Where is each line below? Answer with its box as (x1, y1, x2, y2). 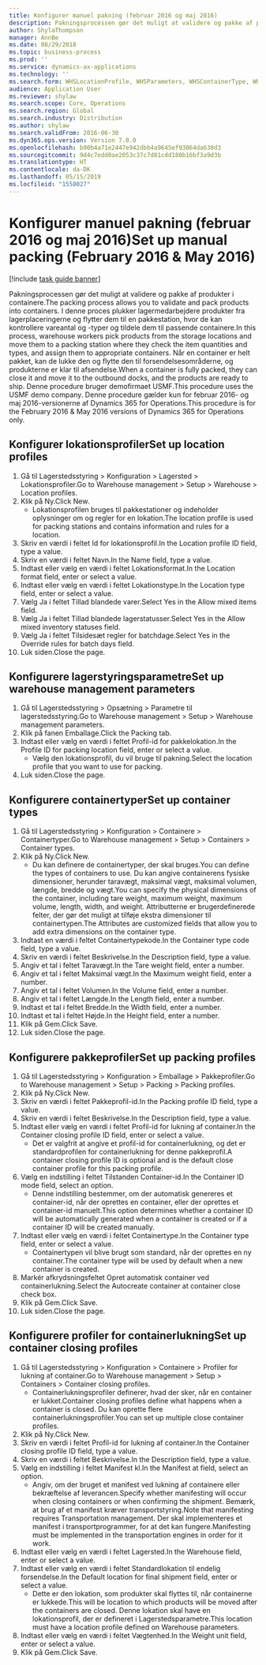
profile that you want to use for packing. (32, 762, 163, 772)
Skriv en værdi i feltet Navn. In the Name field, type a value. (20, 555, 212, 564)
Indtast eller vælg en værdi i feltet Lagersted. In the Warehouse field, (20, 1547, 242, 1556)
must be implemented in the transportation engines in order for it (32, 1530, 243, 1540)
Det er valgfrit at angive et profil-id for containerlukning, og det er (32, 1138, 246, 1148)
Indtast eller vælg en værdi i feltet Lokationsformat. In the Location (20, 563, 235, 573)
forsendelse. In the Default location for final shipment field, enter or (20, 1572, 238, 1581)
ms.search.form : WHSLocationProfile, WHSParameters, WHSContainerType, (9, 77, 249, 85)
